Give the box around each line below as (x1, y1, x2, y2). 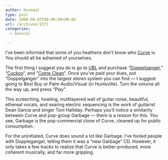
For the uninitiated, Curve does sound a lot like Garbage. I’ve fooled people (5, 133, 162, 139)
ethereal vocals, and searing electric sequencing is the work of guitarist (5, 102, 155, 107)
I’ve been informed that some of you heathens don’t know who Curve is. (5, 49, 156, 55)
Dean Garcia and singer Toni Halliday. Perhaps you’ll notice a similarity (5, 107, 153, 113)
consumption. (5, 123, 34, 129)
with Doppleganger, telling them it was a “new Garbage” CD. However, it (5, 138, 156, 144)
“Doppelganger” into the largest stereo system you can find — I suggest (5, 76, 156, 81)
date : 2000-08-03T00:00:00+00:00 (5, 17, 76, 22)
